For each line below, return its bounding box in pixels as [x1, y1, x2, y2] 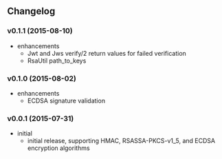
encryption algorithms [27, 144, 91, 152]
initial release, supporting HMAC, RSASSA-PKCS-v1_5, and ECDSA [27, 137, 215, 145]
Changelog [7, 6, 56, 17]
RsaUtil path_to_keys [27, 56, 87, 65]
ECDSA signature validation [27, 96, 105, 105]
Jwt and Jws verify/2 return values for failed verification [27, 49, 187, 57]
